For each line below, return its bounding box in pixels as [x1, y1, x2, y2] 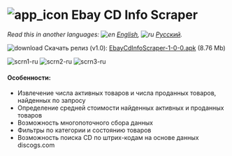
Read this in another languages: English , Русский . [7, 30, 183, 38]
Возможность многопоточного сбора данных [17, 119, 154, 127]
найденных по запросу [17, 97, 86, 105]
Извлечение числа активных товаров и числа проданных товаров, [17, 89, 217, 97]
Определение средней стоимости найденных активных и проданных [17, 104, 224, 112]
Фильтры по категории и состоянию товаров [17, 126, 152, 134]
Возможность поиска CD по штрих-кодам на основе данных [17, 134, 199, 142]
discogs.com [17, 141, 55, 150]
